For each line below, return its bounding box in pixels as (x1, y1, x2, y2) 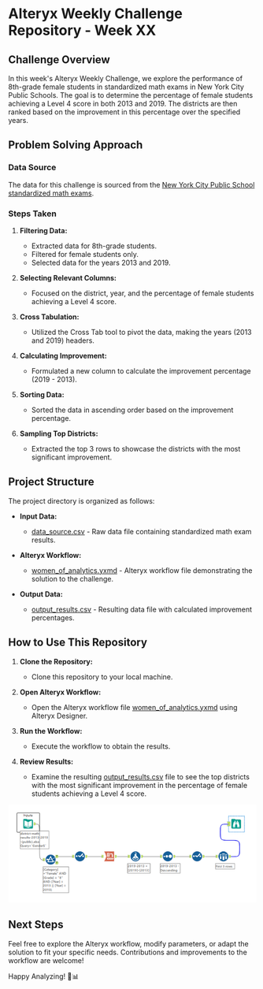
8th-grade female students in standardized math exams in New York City (8, 82, 244, 91)
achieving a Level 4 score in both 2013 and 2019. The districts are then (8, 99, 238, 108)
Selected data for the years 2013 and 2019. (31, 258, 171, 267)
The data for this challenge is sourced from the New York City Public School (8, 180, 255, 189)
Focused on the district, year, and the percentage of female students (31, 288, 254, 298)
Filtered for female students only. (31, 249, 139, 258)
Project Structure (8, 475, 94, 489)
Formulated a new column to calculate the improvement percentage (31, 366, 252, 375)
